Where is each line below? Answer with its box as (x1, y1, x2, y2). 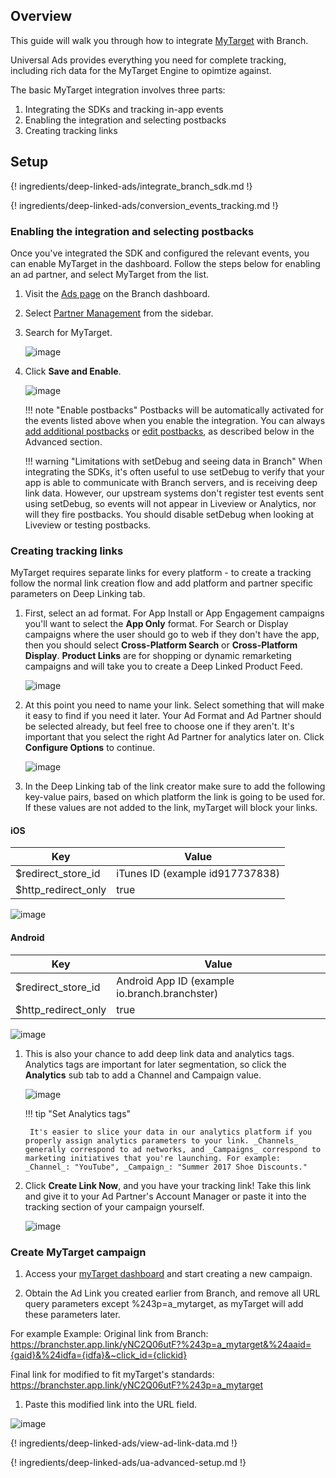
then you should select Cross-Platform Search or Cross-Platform (24, 639, 298, 651)
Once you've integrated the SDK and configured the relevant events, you (10, 247, 310, 259)
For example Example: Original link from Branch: (10, 1327, 209, 1339)
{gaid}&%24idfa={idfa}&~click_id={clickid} (10, 1349, 188, 1361)
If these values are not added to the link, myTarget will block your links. (24, 802, 318, 814)
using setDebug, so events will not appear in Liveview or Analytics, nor (24, 497, 317, 509)
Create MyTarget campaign (10, 1245, 147, 1259)
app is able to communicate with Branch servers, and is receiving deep (24, 476, 318, 488)
